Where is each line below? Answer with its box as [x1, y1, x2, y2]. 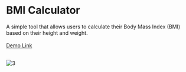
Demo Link [6, 42, 32, 49]
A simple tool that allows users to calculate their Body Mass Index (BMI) [6, 23, 181, 30]
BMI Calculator [6, 4, 80, 17]
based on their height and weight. [6, 29, 88, 36]
